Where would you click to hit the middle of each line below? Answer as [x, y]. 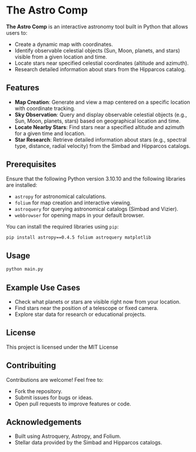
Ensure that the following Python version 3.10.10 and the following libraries [96, 179]
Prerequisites [31, 165]
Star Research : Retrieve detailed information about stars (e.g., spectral [101, 140]
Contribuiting [31, 366]
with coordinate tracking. [45, 108]
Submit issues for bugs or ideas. [54, 397]
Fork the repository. [39, 391]
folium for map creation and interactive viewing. [73, 202]
